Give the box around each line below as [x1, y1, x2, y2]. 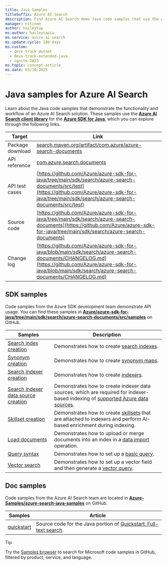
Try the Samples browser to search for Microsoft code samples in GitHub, [5, 549, 156, 555]
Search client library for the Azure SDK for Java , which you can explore [5, 115, 154, 122]
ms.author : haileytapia [5, 30, 55, 35]
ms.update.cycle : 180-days [5, 40, 61, 45]
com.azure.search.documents [36, 159, 106, 166]
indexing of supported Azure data [70, 395, 149, 402]
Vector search [7, 461, 41, 468]
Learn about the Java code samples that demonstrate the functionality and [5, 105, 158, 111]
